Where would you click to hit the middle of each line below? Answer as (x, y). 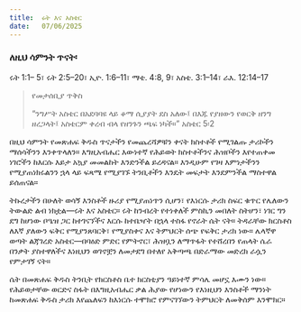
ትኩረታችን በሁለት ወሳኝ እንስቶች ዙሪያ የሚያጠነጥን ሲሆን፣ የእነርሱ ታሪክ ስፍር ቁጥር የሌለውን (149, 200)
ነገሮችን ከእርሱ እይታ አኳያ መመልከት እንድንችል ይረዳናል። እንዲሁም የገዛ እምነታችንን (135, 161)
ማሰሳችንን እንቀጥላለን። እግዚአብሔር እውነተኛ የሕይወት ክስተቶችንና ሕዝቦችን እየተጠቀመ (142, 151)
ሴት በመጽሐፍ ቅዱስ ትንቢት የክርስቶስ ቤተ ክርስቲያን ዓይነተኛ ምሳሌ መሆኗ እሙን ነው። (138, 279)
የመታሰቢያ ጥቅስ (57, 95)
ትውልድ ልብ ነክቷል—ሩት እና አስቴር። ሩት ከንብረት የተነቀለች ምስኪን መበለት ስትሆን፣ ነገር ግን (148, 210)
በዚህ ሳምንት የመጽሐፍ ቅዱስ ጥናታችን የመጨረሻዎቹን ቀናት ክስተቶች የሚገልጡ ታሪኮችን (141, 142)
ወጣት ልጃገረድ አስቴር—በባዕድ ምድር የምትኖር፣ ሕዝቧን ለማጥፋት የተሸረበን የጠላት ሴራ (141, 241)
